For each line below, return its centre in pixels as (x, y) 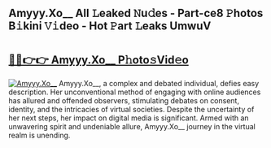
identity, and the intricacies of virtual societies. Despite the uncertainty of (131, 109)
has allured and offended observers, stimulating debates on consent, (124, 100)
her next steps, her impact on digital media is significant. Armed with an (129, 118)
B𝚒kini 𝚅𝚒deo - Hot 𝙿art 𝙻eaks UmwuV (110, 26)
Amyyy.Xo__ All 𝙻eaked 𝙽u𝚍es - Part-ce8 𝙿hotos (136, 13)
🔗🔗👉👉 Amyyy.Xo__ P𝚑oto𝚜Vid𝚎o (98, 60)
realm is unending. (39, 135)
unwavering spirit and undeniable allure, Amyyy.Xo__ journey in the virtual (132, 126)
